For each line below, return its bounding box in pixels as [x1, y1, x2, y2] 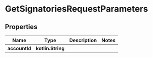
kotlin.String [36, 45, 65, 52]
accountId [7, 45, 31, 52]
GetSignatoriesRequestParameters [5, 3, 148, 14]
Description [69, 37, 97, 43]
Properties [5, 23, 38, 31]
